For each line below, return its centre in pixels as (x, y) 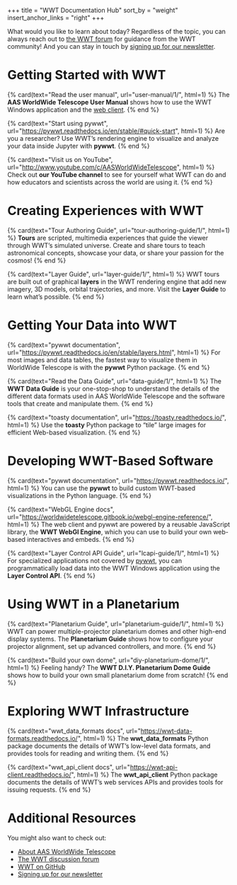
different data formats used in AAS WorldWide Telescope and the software (116, 396)
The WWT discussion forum (58, 859)
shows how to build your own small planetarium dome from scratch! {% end (118, 675)
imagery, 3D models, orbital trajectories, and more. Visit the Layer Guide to (117, 289)
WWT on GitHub (41, 867)
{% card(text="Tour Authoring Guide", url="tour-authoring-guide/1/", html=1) (118, 230)
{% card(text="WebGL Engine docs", (61, 509)
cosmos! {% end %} (37, 260)
